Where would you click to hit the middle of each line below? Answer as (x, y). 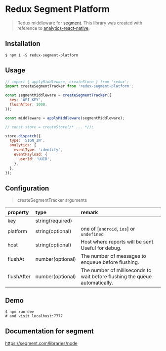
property (18, 213)
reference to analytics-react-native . (53, 28)
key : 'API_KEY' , (26, 100)
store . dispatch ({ (23, 136)
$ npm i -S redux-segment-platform (42, 55)
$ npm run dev (20, 312)
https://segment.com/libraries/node (41, 343)
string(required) (54, 221)
